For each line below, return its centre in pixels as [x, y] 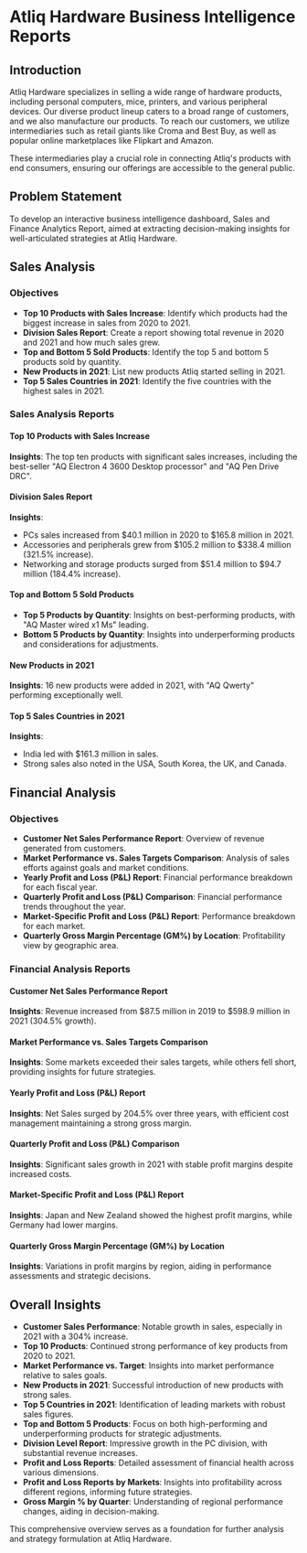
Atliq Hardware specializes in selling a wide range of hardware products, [146, 92]
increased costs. [41, 1173]
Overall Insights [55, 1305]
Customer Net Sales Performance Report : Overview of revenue [143, 839]
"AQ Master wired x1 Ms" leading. [85, 625]
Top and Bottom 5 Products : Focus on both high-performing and [145, 1424]
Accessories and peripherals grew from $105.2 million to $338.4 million [157, 544]
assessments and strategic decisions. [80, 1276]
